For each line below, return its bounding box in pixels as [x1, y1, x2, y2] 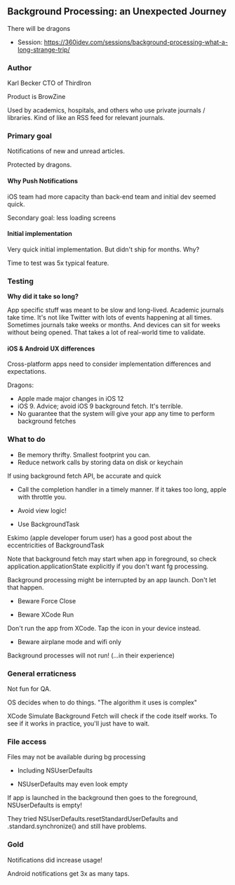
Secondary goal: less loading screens [7, 214, 116, 222]
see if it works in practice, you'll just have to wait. [7, 719, 150, 728]
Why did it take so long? [7, 292, 79, 301]
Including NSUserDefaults [17, 766, 93, 775]
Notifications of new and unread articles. [7, 147, 125, 155]
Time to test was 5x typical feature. [7, 258, 109, 267]
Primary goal [7, 131, 53, 141]
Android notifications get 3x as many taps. [7, 869, 130, 877]
